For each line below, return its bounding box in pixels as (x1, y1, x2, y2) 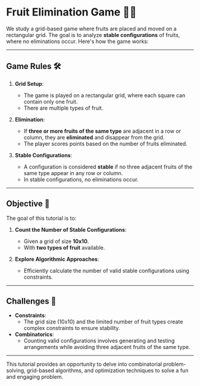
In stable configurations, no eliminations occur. (23, 176, 139, 183)
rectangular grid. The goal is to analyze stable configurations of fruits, (6, 31, 180, 38)
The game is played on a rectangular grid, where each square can (23, 92, 186, 99)
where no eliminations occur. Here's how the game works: (6, 38, 149, 45)
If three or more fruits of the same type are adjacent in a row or (23, 127, 182, 135)
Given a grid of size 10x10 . (23, 238, 89, 245)
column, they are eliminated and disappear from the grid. (23, 133, 165, 141)
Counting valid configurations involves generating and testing (23, 337, 175, 344)
